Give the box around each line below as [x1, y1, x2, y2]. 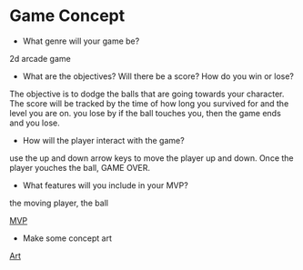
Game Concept [9, 5, 126, 26]
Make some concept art [22, 233, 112, 244]
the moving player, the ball [9, 197, 109, 208]
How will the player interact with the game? [22, 135, 185, 145]
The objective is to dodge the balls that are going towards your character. [9, 88, 285, 99]
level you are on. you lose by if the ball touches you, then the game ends [9, 107, 282, 118]
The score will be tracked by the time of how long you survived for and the [9, 97, 289, 109]
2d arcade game [9, 53, 71, 64]
